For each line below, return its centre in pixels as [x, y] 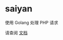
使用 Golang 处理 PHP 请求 [31, 22]
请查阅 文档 [16, 32]
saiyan [19, 9]
